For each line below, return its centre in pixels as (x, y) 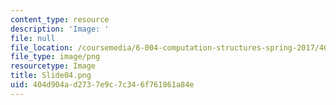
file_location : (42, 47)
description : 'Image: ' (60, 29)
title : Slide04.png (51, 76)
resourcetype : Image (53, 66)
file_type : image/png (55, 57)
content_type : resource (60, 19)
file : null (33, 38)
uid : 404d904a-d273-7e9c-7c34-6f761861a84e (102, 85)
